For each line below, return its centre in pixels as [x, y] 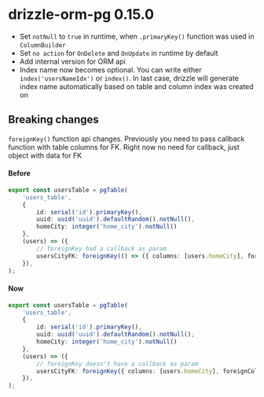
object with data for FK [45, 155]
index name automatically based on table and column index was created [136, 86]
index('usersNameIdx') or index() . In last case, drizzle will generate [129, 78]
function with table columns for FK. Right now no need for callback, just [124, 147]
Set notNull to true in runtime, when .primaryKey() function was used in [137, 36]
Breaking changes [54, 120]
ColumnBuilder [42, 45]
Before [20, 173]
